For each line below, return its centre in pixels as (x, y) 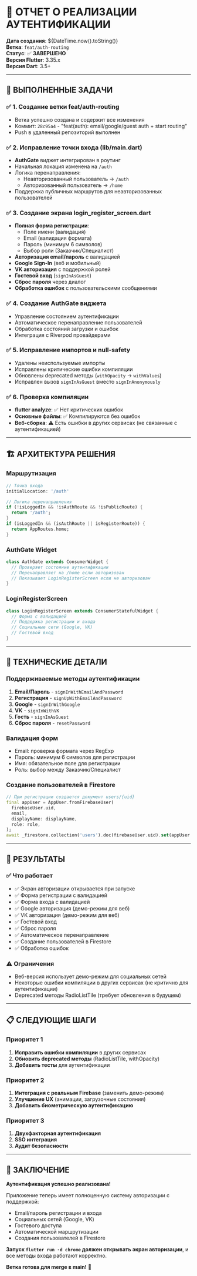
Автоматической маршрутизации (56, 1232)
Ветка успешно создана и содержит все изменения (79, 119)
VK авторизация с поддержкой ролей (62, 269)
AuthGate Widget (31, 550)
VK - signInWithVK (37, 710)
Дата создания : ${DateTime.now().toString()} (62, 41)
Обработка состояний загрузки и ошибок (67, 329)
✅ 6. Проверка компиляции (47, 397)
